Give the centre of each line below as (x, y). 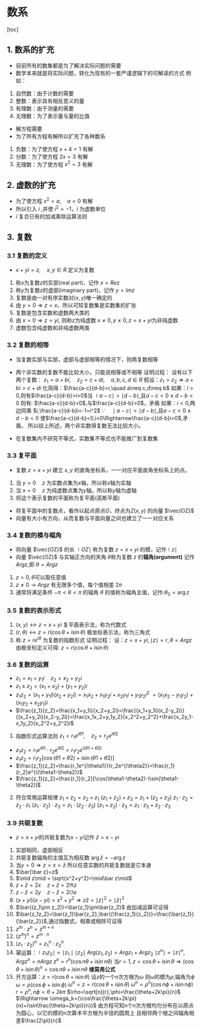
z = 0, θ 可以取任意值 (41, 577)
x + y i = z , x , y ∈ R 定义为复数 (55, 270)
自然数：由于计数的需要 (45, 93)
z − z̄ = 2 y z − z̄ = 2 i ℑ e (46, 892)
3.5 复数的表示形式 (34, 610)
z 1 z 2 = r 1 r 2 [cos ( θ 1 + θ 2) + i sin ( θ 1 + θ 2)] (65, 758)
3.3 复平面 (22, 456)
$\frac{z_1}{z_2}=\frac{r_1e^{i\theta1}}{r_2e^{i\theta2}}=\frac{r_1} (95, 766)
